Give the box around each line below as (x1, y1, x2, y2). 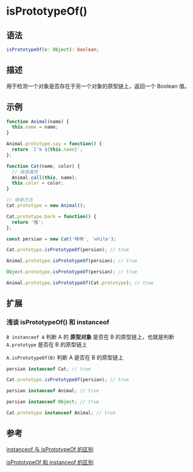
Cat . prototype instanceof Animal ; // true (6, 410, 116, 416)
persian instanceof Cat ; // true (6, 366, 91, 372)
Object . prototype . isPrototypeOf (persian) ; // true (6, 269, 138, 275)
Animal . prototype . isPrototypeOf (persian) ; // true (6, 258, 138, 264)
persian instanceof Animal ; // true (6, 388, 99, 394)
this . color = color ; (12, 180, 64, 187)
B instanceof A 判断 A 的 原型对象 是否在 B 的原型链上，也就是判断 (6, 333, 175, 340)
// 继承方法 (6, 197, 33, 203)
